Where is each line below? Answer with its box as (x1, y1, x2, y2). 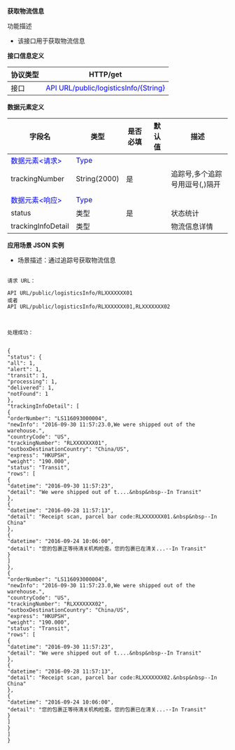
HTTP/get (88, 69, 122, 79)
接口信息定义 (7, 52, 44, 60)
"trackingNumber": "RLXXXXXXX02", (7, 601, 108, 608)
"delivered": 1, (7, 384, 55, 391)
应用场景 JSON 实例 (7, 241, 64, 249)
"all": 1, (7, 360, 36, 367)
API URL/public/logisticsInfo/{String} (45, 83, 166, 93)
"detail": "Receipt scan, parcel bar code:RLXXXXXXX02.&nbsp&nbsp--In (7, 674, 218, 681)
